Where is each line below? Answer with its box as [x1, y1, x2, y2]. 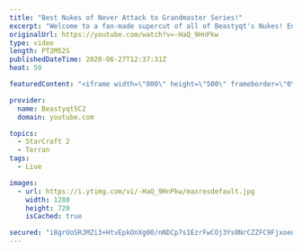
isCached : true [25, 212, 83, 221]
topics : [9, 129, 39, 138]
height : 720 [25, 203, 70, 212]
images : [9, 178, 39, 187]
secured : [9, 229, 42, 238]
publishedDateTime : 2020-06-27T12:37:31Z [9, 55, 167, 64]
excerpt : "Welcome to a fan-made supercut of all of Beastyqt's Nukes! [9, 22, 283, 31]
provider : [9, 95, 47, 104]
